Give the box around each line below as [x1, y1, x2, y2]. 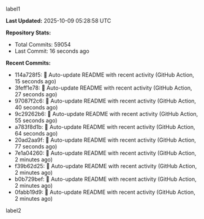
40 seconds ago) [14, 104, 58, 111]
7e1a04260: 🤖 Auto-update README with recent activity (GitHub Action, [14, 150, 197, 156]
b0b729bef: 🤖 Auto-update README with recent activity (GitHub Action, [14, 175, 197, 183]
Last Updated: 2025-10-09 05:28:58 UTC [6, 17, 111, 24]
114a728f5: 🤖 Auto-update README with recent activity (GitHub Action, [14, 71, 194, 79]
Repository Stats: [6, 29, 51, 36]
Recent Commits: [6, 60, 51, 66]
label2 [6, 207, 21, 214]
